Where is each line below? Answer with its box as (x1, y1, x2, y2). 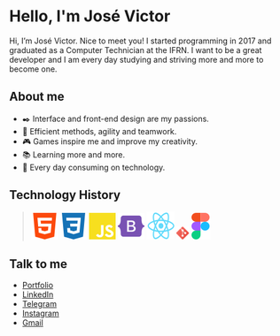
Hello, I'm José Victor (9, 6, 171, 27)
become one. (9, 64, 58, 74)
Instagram (21, 308, 59, 319)
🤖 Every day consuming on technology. (21, 162, 166, 172)
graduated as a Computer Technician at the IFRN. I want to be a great (9, 44, 262, 55)
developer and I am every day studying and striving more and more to (9, 54, 264, 65)
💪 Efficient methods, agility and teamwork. (21, 126, 177, 136)
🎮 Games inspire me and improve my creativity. (21, 135, 198, 147)
